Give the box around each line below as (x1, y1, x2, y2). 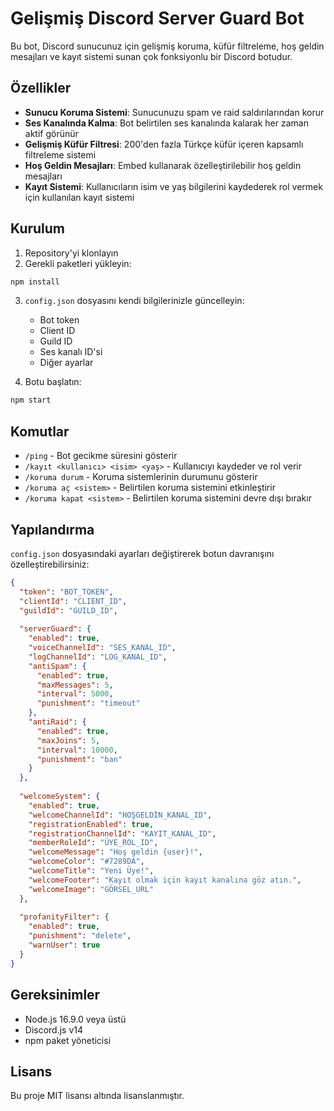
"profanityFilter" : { (19, 912, 110, 922)
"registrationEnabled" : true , (28, 819, 155, 829)
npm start (10, 395, 52, 406)
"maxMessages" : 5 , (36, 680, 114, 690)
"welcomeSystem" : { (19, 792, 101, 802)
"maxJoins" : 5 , (36, 735, 101, 746)
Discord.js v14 (24, 1023, 84, 1036)
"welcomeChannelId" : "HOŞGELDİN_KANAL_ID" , (28, 810, 213, 820)
